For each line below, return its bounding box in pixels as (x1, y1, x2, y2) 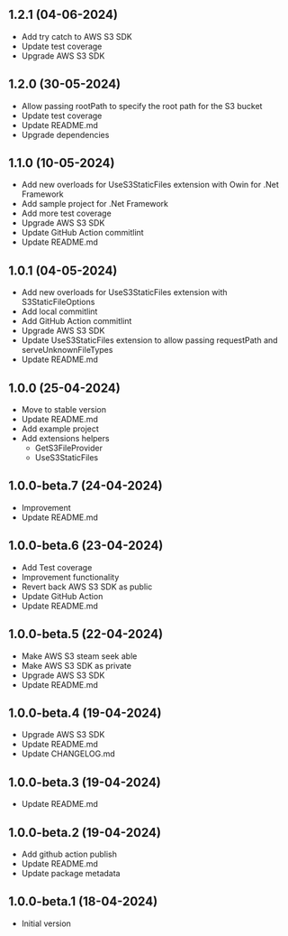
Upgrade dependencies (21, 129, 110, 140)
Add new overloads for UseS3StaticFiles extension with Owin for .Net (21, 180, 280, 190)
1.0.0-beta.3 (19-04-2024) (8, 774, 161, 790)
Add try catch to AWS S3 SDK (21, 31, 132, 42)
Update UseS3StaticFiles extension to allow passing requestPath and (21, 335, 278, 346)
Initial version (21, 918, 71, 929)
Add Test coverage (21, 561, 93, 572)
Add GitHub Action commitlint (21, 316, 132, 327)
